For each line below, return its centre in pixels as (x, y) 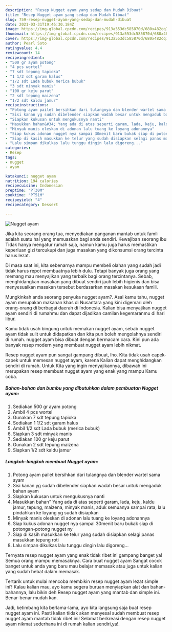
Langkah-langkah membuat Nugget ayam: (52, 462)
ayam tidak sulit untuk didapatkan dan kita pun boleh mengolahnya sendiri (84, 334)
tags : (11, 157)
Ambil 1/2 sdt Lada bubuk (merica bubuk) (56, 428)
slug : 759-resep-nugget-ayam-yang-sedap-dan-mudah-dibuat (68, 19)
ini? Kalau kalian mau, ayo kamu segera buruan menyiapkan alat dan (77, 586)
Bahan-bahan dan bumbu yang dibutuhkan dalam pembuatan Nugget (82, 388)
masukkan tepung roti (36, 539)
